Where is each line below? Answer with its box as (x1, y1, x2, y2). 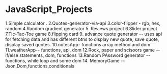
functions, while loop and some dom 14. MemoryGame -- (5, 57, 125, 63)
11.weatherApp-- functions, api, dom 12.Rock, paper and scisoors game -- (5, 47, 160, 53)
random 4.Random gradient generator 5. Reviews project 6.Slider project (5, 25, 158, 31)
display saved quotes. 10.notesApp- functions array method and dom (5, 41, 151, 47)
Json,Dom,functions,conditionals (5, 63, 75, 69)
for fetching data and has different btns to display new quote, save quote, (5, 36, 159, 42)
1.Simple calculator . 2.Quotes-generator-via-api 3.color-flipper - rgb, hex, (5, 20, 161, 26)
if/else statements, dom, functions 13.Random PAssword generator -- (5, 52, 151, 58)
